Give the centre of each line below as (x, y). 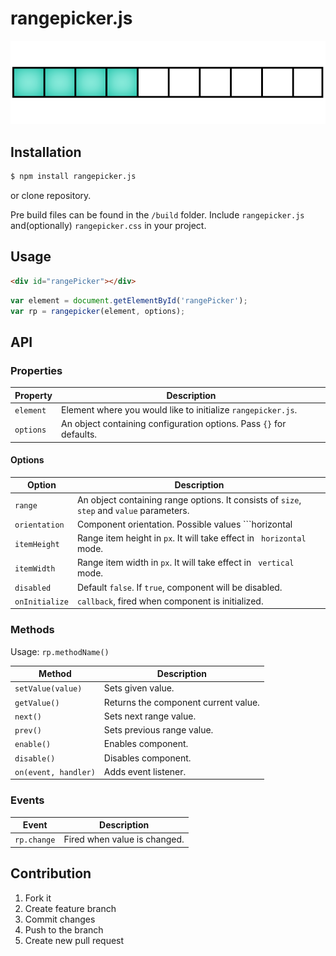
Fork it (38, 898)
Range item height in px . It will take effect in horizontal (191, 538)
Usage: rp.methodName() (60, 651)
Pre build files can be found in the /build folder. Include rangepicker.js (157, 215)
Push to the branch (64, 929)
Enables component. (146, 744)
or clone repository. (51, 195)
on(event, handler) (55, 772)
